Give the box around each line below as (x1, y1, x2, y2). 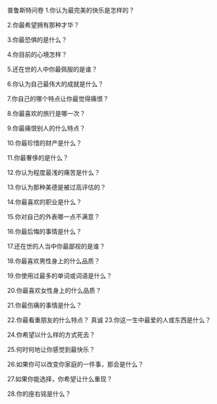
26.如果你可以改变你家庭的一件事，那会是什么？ (7, 360, 144, 368)
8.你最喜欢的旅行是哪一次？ (7, 110, 86, 117)
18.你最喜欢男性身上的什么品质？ (7, 257, 101, 265)
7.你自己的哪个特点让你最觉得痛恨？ (7, 94, 110, 103)
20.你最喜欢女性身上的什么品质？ (7, 287, 102, 294)
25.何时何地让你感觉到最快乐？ (7, 346, 96, 353)
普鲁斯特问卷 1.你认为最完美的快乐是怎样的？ (7, 6, 135, 14)
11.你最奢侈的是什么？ (7, 153, 69, 162)
